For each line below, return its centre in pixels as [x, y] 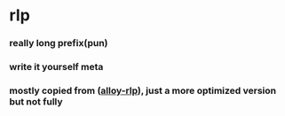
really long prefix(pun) [59, 43]
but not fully [36, 101]
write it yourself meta [56, 67]
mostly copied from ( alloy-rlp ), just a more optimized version [143, 90]
